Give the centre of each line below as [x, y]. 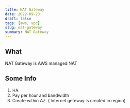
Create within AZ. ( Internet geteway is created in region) [69, 100]
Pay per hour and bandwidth [41, 95]
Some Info [21, 79]
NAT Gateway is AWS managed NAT [41, 63]
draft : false [18, 18]
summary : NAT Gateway [27, 32]
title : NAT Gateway [25, 9]
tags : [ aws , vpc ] [23, 23]
